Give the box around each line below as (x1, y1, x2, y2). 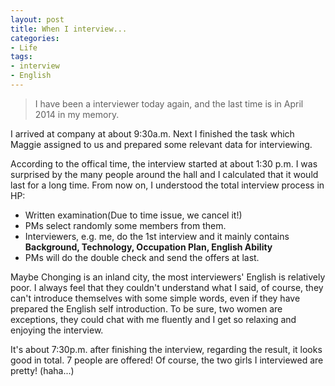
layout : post (10, 14, 65, 25)
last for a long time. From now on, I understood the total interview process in (10, 179, 325, 191)
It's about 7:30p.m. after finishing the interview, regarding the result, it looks (10, 343, 323, 355)
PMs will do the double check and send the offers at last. (24, 251, 260, 263)
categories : (10, 33, 60, 43)
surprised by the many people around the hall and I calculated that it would (10, 168, 319, 180)
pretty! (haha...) (10, 364, 75, 376)
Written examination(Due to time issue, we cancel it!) (24, 209, 243, 221)
